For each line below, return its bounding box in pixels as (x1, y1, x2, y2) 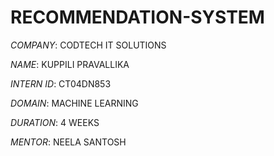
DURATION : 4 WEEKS (10, 116, 100, 128)
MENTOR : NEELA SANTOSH (10, 136, 127, 148)
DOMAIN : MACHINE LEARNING (10, 97, 139, 109)
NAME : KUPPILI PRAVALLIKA (10, 58, 130, 70)
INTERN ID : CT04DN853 (10, 77, 112, 90)
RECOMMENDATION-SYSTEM (10, 6, 265, 29)
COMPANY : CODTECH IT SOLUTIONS (10, 39, 167, 51)
